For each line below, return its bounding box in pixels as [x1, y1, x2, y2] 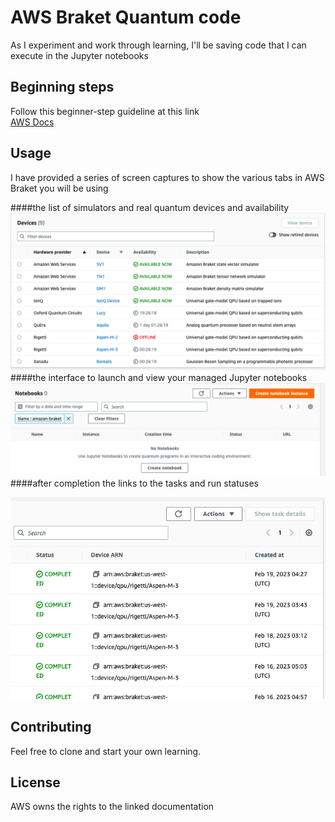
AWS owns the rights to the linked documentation [10, 801, 215, 813]
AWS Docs [10, 116, 55, 128]
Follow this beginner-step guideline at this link [10, 105, 200, 117]
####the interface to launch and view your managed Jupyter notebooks [10, 371, 308, 383]
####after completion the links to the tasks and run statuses [10, 477, 259, 490]
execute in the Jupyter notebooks [10, 49, 149, 61]
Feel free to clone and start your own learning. [10, 745, 202, 757]
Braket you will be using [10, 182, 109, 194]
